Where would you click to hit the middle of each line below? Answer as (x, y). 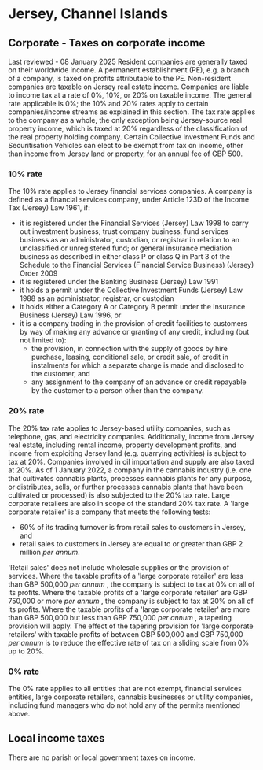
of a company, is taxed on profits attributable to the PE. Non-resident (120, 78)
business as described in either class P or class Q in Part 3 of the (124, 257)
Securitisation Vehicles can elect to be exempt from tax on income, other (126, 145)
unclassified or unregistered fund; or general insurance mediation (126, 248)
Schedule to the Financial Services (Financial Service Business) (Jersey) (137, 265)
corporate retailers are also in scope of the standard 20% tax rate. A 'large (129, 503)
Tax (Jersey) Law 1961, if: (49, 208)
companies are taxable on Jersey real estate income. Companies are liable (129, 87)
